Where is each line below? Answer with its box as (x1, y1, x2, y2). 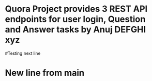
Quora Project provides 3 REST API (5, 3, 148, 15)
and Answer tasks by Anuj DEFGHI (5, 24, 146, 35)
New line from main (5, 67, 85, 79)
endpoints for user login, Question (5, 14, 146, 25)
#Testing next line (5, 50, 41, 56)
